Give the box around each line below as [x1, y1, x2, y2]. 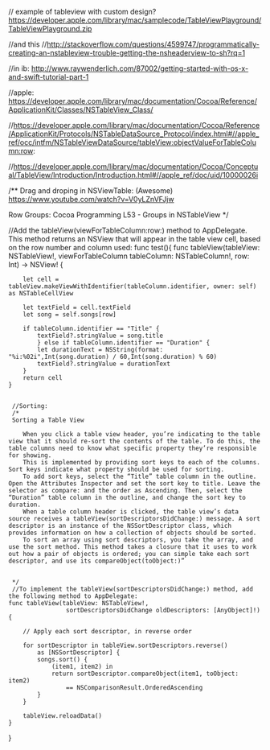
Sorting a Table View [11, 416, 84, 424]
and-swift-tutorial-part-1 [8, 72, 89, 81]
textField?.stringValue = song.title [37, 332, 163, 340]
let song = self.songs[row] [22, 311, 117, 319]
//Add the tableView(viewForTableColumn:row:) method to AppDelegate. [8, 225, 247, 235]
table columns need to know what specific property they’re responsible [8, 444, 257, 452]
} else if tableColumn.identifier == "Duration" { [37, 339, 211, 347]
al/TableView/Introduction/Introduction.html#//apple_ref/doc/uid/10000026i [8, 171, 259, 179]
